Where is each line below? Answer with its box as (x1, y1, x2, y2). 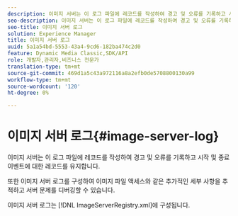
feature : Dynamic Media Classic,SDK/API (7, 50, 129, 57)
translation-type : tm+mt (7, 63, 81, 70)
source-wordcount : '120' (7, 83, 81, 90)
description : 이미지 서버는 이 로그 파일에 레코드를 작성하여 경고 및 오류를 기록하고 (7, 10, 226, 18)
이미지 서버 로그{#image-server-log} (7, 128, 220, 144)
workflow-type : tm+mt (7, 76, 72, 84)
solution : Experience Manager (7, 30, 97, 38)
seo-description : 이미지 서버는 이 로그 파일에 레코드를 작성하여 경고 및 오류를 (7, 17, 216, 24)
